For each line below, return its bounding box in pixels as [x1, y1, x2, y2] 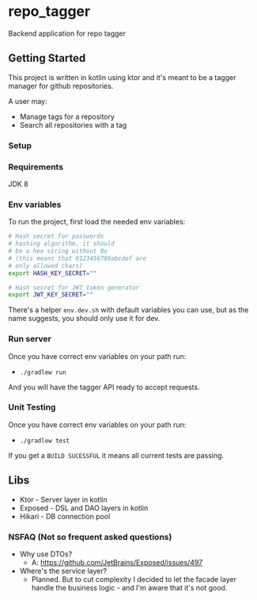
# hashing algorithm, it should [8, 240, 115, 248]
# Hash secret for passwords [8, 232, 104, 240]
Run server [8, 334, 51, 345]
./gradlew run [19, 368, 66, 376]
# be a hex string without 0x [8, 247, 108, 255]
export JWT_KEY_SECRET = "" [8, 291, 93, 299]
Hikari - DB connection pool [19, 511, 111, 521]
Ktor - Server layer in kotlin [19, 495, 108, 504]
